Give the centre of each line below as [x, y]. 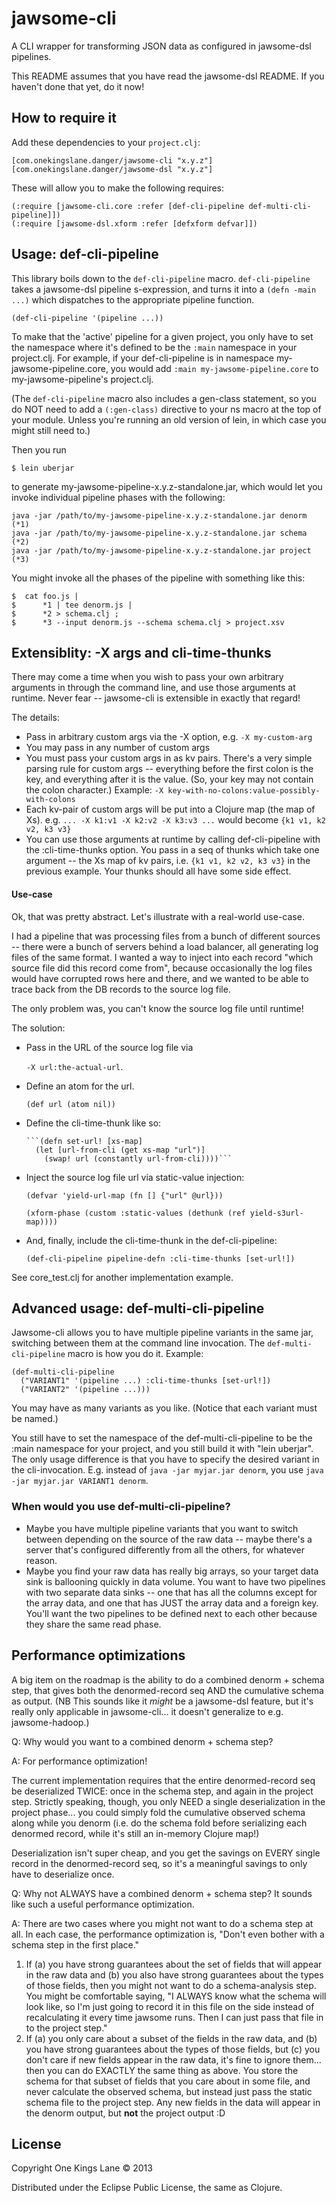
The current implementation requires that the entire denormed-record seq [163, 1780]
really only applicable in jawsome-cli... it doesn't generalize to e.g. [147, 1711]
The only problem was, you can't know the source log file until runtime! [157, 1008]
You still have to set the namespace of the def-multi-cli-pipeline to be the [162, 1438]
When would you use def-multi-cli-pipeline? [121, 1507]
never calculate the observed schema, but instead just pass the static [169, 2091]
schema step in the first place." [75, 1944]
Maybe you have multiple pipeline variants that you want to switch [162, 1528]
